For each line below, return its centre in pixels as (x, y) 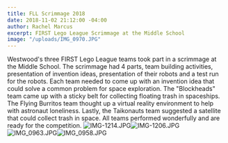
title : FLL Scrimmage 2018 (46, 14)
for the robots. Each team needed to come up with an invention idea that (111, 81)
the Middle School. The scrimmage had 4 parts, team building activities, (110, 67)
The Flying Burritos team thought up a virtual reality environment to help (111, 103)
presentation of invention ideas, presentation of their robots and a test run (113, 74)
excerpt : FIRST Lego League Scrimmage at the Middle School (96, 33)
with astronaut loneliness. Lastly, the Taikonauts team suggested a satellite (114, 111)
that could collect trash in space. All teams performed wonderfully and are (114, 118)
